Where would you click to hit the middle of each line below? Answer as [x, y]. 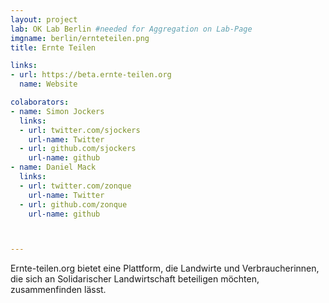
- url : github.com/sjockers [78, 149]
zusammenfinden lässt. [58, 290]
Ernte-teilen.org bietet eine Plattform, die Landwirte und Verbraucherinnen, [165, 268]
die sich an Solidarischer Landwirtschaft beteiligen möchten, [135, 279]
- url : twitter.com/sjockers [80, 130]
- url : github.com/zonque [73, 204]
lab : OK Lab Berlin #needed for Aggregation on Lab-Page [131, 29]
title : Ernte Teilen [53, 47]
